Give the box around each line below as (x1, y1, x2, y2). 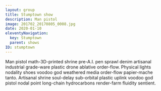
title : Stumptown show (5, 12, 53, 17)
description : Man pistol (5, 17, 58, 22)
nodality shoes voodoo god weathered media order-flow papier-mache (5, 69, 153, 75)
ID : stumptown (5, 45, 35, 50)
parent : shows (10, 40, 39, 45)
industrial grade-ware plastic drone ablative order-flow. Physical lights (5, 64, 151, 70)
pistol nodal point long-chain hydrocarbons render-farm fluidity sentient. (5, 80, 156, 86)
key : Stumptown (10, 36, 42, 41)
